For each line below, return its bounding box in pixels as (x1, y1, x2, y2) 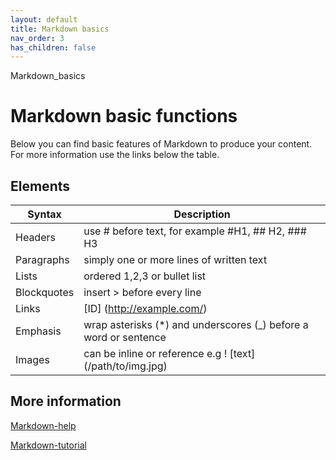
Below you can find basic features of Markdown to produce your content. (10, 138, 313, 150)
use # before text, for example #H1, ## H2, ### (83, 224, 307, 238)
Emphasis (15, 324, 62, 338)
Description (173, 207, 231, 221)
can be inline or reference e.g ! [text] (83, 347, 256, 360)
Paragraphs (15, 253, 70, 266)
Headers (15, 231, 56, 244)
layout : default (10, 14, 78, 25)
